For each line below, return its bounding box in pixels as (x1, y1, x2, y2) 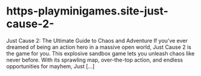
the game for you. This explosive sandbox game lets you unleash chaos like (6, 49, 195, 57)
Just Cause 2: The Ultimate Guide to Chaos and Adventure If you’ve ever (6, 37, 188, 44)
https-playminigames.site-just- (6, 4, 168, 18)
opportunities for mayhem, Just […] (6, 62, 95, 70)
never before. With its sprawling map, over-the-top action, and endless (6, 56, 183, 63)
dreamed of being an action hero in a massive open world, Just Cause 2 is (6, 43, 192, 51)
